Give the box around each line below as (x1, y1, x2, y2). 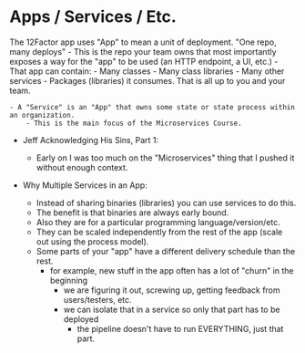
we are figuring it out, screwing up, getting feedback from (63, 285, 280, 296)
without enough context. (36, 161, 128, 172)
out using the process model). (36, 235, 149, 247)
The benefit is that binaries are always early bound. (36, 207, 229, 218)
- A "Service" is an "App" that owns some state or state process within (9, 102, 296, 111)
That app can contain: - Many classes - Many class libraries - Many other (9, 66, 285, 77)
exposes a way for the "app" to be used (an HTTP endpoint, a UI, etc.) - (9, 56, 279, 67)
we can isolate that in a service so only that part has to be (63, 304, 280, 315)
